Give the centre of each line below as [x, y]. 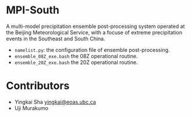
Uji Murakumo [31, 108]
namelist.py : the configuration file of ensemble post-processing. [92, 49]
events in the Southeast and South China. [56, 38]
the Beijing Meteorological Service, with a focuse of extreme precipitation [94, 32]
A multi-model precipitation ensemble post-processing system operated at [95, 26]
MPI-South [33, 10]
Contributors [38, 86]
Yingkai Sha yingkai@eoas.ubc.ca [55, 102]
